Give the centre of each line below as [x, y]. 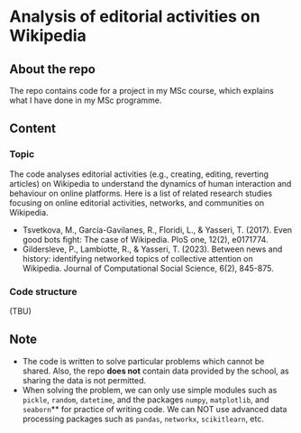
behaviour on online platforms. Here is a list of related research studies [141, 193]
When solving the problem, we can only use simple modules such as [150, 390]
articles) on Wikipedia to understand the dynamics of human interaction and [150, 183]
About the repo [53, 69]
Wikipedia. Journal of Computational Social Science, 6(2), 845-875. [148, 268]
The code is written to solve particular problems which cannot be [143, 361]
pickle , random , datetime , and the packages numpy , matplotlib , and [146, 400]
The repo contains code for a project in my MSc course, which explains [142, 91]
